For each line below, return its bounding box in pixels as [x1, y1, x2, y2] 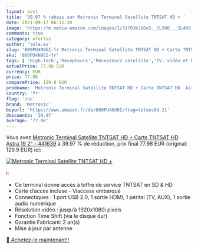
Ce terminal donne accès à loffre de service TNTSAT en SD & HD [14, 181, 173, 189]
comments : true [6, 31, 44, 36]
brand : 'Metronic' [6, 101, 51, 107]
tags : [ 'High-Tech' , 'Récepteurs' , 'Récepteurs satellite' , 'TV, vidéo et [6, 58, 189, 63]
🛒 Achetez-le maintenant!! [6, 236, 70, 244]
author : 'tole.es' [6, 42, 51, 48]
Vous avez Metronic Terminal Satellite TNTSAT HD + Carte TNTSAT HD [6, 134, 179, 141]
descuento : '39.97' [6, 112, 54, 118]
